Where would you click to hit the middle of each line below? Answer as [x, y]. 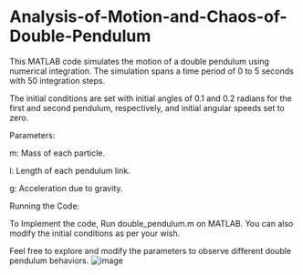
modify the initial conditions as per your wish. [95, 233]
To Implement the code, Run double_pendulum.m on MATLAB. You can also [151, 223]
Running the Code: [45, 206]
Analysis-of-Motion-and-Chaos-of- [148, 17]
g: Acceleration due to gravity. [66, 188]
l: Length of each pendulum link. [70, 170]
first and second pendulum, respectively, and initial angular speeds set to [147, 107]
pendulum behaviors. [49, 260]
